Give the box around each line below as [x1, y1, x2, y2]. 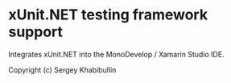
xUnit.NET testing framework [8, 6, 208, 24]
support [8, 23, 63, 41]
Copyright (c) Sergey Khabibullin [8, 64, 117, 74]
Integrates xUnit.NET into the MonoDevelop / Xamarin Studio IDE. [8, 49, 225, 59]
